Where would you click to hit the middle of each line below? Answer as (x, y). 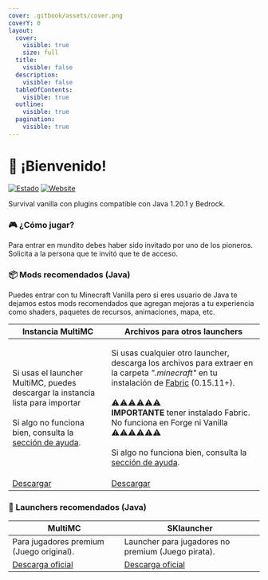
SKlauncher (190, 528)
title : (26, 61)
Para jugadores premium (59, 541)
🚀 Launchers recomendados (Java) (77, 507)
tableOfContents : (44, 90)
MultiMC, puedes (45, 383)
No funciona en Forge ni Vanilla (170, 423)
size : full (41, 53)
